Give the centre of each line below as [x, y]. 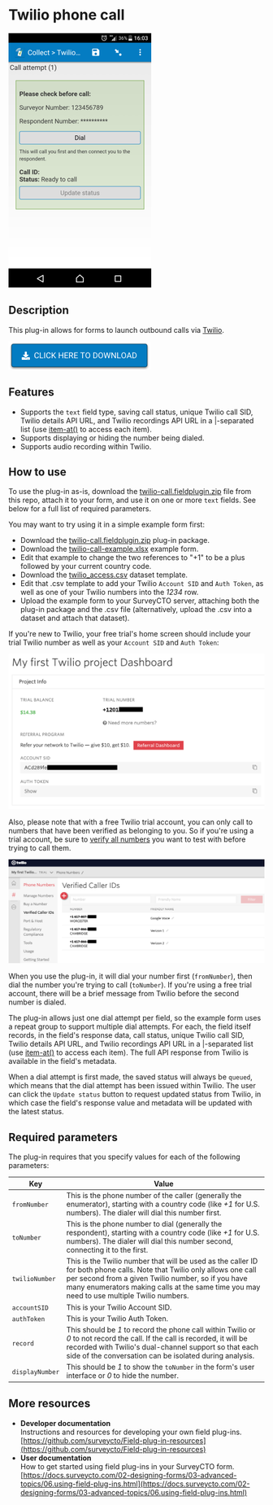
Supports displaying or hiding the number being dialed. [112, 438]
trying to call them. [40, 848]
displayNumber [36, 1372]
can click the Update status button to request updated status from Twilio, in [135, 1094]
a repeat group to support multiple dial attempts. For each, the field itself [130, 1026]
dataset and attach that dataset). [75, 618]
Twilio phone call [67, 15]
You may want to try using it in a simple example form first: [107, 525]
